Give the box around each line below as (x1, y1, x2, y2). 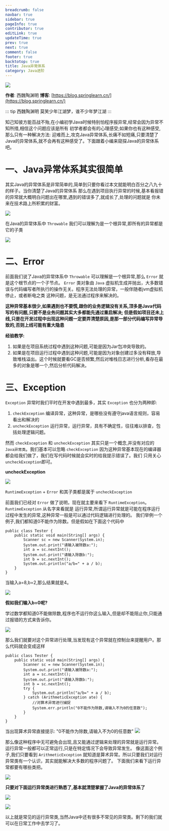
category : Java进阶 (5, 69, 45, 74)
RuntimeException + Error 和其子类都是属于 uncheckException (5, 489, 132, 495)
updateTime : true (5, 36, 42, 41)
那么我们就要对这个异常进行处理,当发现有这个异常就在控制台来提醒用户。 (5, 636, 157, 643)
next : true (5, 45, 28, 50)
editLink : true (5, 31, 37, 36)
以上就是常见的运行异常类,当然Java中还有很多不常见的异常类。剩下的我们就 (5, 814, 162, 820)
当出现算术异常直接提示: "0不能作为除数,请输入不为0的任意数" (5, 728, 134, 734)
